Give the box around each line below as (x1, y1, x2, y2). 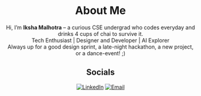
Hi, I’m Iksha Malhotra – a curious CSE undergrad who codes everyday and (5, 24, 196, 31)
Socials (86, 67, 115, 78)
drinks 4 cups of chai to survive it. (58, 30, 143, 37)
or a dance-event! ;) (75, 49, 126, 57)
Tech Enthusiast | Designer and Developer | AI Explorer (31, 36, 170, 44)
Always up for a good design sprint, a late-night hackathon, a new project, (7, 43, 194, 50)
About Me (75, 4, 126, 18)
